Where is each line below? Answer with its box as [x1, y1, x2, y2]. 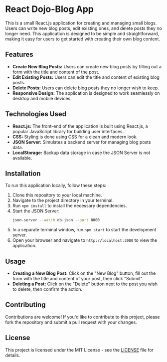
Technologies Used [5, 110, 66, 118]
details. [5, 352, 20, 358]
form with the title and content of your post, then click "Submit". [12, 276, 144, 282]
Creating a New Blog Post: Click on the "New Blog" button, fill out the [12, 270, 156, 276]
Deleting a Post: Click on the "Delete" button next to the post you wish [12, 281, 158, 287]
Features [5, 50, 33, 59]
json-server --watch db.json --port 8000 [12, 218, 100, 223]
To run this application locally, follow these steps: [5, 182, 106, 188]
